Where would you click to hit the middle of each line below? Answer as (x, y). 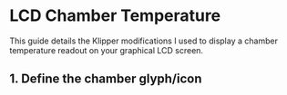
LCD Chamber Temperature (115, 16)
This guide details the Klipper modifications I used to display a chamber (143, 41)
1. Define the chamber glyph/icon (106, 79)
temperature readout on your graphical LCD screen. (106, 50)
